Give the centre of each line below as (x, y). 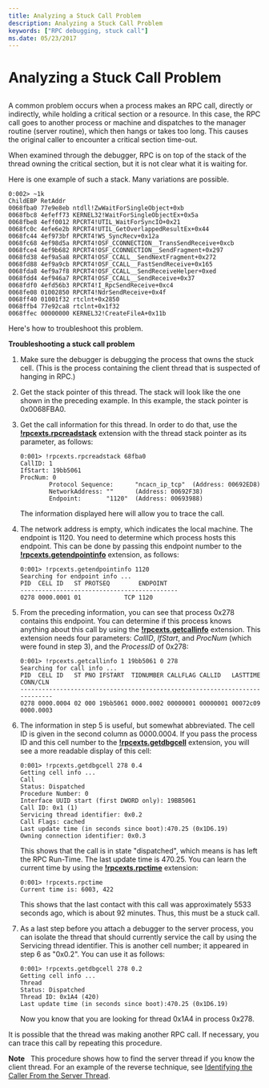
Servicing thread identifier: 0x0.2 (81, 815)
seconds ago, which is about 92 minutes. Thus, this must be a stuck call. (140, 913)
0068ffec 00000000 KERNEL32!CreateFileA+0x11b (87, 313)
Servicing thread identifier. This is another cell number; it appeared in (134, 945)
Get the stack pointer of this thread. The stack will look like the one (130, 392)
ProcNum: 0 (38, 477)
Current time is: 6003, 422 (66, 889)
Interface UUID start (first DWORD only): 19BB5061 (108, 801)
